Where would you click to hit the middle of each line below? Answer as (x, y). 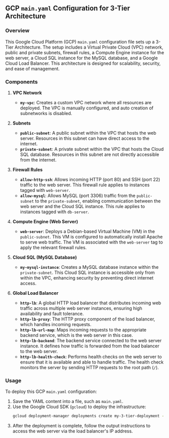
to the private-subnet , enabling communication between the (98, 201)
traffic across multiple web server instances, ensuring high (81, 308)
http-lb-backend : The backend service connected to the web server (91, 340)
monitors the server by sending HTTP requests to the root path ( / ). (89, 367)
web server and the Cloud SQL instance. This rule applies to (82, 206)
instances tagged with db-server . (54, 212)
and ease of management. (33, 68)
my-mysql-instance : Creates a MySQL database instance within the (89, 267)
